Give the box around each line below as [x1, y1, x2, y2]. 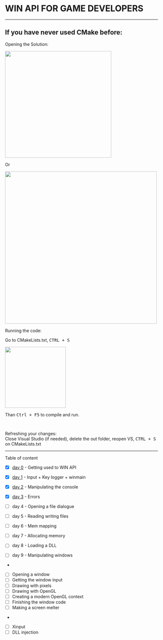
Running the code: [5, 328, 42, 333]
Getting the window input [12, 577, 63, 583]
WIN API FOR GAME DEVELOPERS [5, 3, 144, 14]
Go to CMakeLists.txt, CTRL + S [5, 337, 70, 343]
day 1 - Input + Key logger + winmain [12, 474, 86, 480]
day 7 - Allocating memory [12, 533, 65, 539]
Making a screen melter [12, 604, 60, 610]
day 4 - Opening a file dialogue [12, 504, 74, 509]
